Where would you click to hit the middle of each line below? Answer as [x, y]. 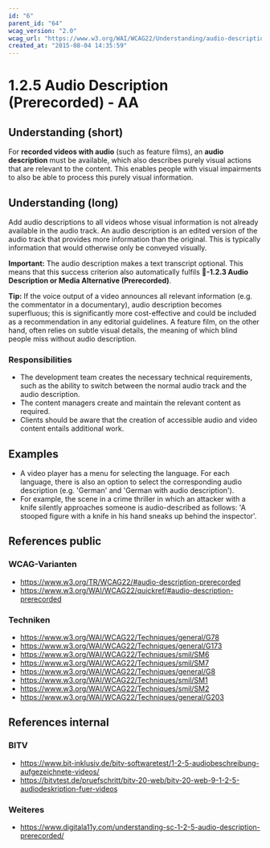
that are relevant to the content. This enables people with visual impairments [135, 169]
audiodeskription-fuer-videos [69, 788]
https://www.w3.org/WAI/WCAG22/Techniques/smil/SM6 [115, 655]
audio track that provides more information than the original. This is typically [135, 239]
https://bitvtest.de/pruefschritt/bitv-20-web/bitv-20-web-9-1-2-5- [130, 780]
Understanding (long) [63, 203]
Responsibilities [40, 359]
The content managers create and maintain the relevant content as [130, 403]
